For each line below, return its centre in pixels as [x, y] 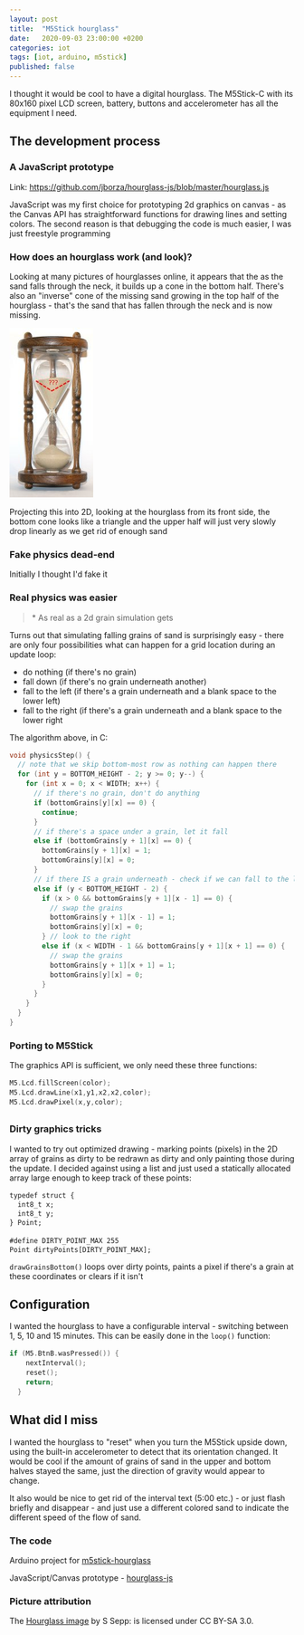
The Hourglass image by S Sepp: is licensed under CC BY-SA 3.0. [132, 1621]
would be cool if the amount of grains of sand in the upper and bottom [140, 1461]
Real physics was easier [63, 598]
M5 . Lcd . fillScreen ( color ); [60, 1083]
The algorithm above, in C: [59, 737]
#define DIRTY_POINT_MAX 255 [64, 1240]
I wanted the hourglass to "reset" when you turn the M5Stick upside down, [148, 1442]
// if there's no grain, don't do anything [117, 794]
